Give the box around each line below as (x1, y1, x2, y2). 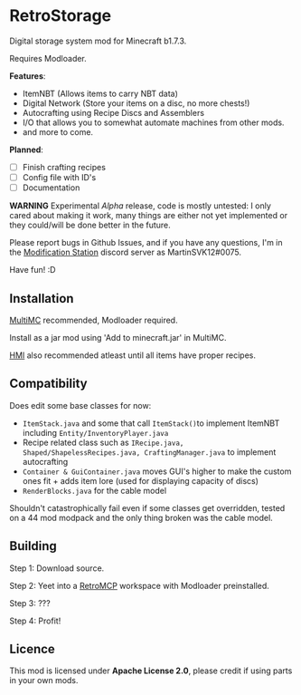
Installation (9, 291, 74, 306)
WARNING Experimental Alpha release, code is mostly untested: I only (9, 200, 271, 211)
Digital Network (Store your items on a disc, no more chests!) (22, 97, 250, 109)
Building (9, 538, 57, 554)
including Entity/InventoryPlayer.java (22, 427, 169, 438)
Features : (9, 70, 46, 82)
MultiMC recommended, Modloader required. (9, 314, 178, 325)
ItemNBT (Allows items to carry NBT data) (22, 88, 179, 99)
